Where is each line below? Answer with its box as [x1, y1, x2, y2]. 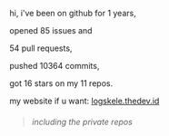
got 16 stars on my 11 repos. [9, 78, 114, 89]
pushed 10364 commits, [9, 61, 100, 71]
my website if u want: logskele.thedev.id [9, 95, 160, 106]
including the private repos [31, 116, 134, 127]
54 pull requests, [9, 43, 73, 53]
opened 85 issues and [9, 25, 93, 35]
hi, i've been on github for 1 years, [9, 8, 136, 18]
